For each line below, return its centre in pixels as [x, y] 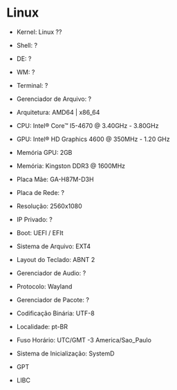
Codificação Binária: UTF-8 [55, 313]
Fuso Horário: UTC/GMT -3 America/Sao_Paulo [84, 340]
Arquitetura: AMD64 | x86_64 [58, 112]
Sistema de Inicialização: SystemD [65, 353]
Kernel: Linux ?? [39, 32]
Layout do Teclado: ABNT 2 [56, 259]
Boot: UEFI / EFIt [40, 232]
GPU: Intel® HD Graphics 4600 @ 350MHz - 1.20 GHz [93, 139]
